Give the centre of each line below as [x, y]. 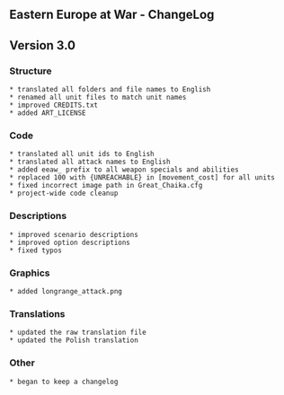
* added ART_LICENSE [48, 113]
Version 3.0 [43, 45]
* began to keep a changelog [64, 382]
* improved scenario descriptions [74, 234]
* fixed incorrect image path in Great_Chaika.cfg [106, 186]
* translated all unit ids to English [82, 154]
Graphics [30, 273]
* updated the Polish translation [74, 340]
